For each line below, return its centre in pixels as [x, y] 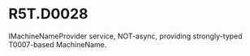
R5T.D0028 [48, 14]
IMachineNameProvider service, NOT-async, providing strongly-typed [125, 36]
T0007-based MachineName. [58, 44]
